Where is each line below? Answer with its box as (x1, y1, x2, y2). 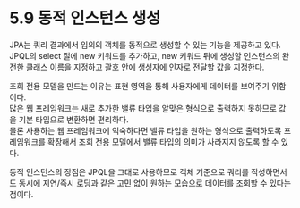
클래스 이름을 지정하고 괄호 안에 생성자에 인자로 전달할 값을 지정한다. (25, 62, 265, 72)
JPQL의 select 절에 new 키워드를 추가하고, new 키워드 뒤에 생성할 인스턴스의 (9, 50, 280, 61)
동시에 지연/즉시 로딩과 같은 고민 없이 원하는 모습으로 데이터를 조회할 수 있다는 (18, 178, 292, 188)
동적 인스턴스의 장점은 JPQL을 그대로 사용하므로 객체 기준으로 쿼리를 (9, 166, 249, 177)
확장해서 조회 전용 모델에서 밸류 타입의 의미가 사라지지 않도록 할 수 (47, 136, 279, 147)
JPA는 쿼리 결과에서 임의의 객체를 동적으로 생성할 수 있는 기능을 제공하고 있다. (9, 39, 282, 50)
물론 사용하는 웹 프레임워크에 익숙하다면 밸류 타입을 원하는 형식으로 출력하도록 (9, 125, 282, 136)
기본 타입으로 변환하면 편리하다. (18, 113, 129, 125)
